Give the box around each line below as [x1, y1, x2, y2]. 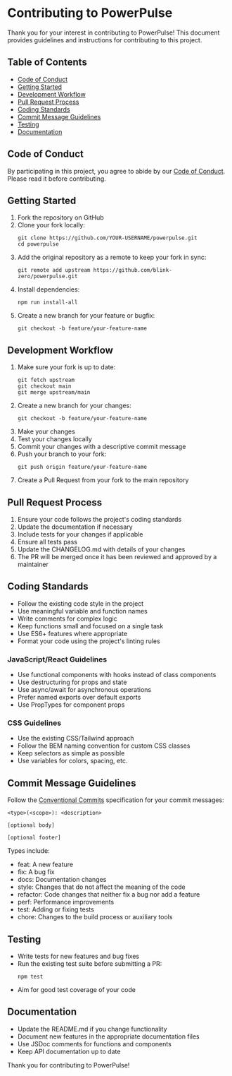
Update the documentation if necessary [17, 522, 133, 531]
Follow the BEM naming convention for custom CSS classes [17, 741, 191, 750]
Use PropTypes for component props [17, 700, 125, 709]
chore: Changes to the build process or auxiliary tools [17, 913, 173, 921]
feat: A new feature [17, 860, 74, 869]
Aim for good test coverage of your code [17, 986, 136, 994]
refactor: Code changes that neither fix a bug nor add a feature [17, 890, 200, 899]
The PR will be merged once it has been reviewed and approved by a [17, 553, 217, 561]
